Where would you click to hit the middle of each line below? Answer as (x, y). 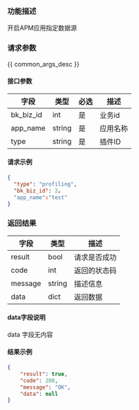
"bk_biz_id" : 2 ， (38, 190)
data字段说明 (26, 317)
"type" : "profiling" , (46, 184)
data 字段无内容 (30, 334)
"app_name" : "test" (41, 197)
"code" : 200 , (39, 380)
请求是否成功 (95, 257)
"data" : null (39, 394)
